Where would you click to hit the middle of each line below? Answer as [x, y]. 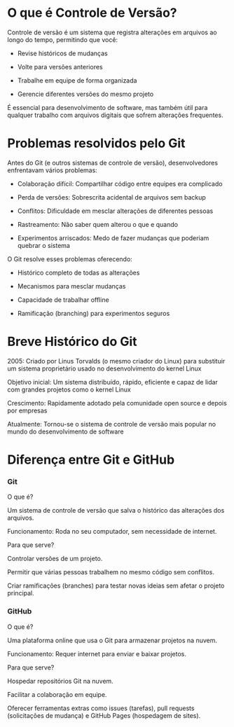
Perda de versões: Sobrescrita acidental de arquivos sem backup [112, 197]
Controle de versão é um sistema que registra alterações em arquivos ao [112, 32]
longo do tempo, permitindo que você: [62, 39]
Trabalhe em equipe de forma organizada [77, 80]
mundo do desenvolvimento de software [66, 431]
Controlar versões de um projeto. [55, 559]
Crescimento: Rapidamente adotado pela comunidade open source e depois [117, 403]
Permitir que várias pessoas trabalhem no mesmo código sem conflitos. [111, 572]
